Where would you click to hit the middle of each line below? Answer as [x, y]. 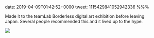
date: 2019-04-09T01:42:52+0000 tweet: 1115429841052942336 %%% [77, 7]
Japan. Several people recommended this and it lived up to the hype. [74, 21]
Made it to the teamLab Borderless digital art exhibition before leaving [75, 16]
